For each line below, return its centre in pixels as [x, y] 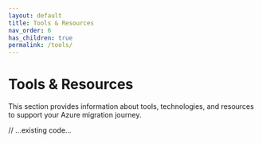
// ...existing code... [40, 130]
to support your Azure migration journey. [75, 115]
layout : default [35, 15]
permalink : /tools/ [41, 45]
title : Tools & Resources [51, 23]
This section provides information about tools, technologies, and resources [131, 106]
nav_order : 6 [30, 30]
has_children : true [41, 38]
